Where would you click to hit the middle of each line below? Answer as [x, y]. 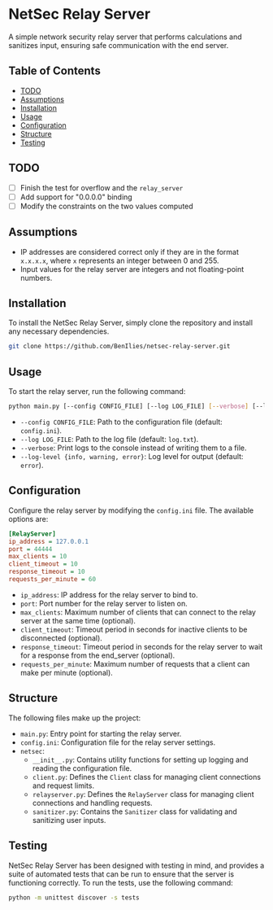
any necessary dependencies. [59, 331]
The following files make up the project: [75, 718]
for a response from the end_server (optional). [97, 655]
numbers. [36, 278]
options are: [28, 518]
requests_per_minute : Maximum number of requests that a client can [135, 663]
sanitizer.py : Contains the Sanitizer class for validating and [134, 812]
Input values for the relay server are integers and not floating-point [132, 269]
